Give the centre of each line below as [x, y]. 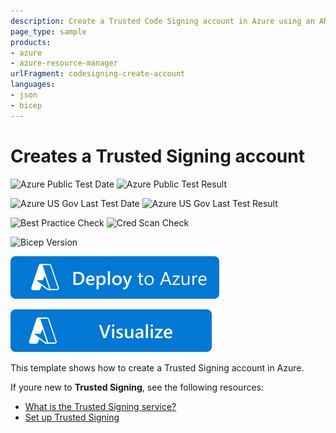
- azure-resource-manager [64, 63]
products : [31, 42]
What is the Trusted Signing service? [100, 406]
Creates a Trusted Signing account [157, 156]
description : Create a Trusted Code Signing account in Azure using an [162, 21]
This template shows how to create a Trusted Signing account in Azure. [157, 367]
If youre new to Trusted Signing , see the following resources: [137, 387]
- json [24, 95]
